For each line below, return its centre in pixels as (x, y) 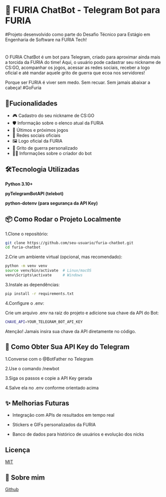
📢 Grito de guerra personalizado (45, 148)
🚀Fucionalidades (31, 103)
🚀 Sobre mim (25, 477)
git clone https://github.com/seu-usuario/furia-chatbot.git (69, 243)
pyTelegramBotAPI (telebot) (34, 193)
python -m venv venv (26, 266)
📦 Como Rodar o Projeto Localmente (63, 219)
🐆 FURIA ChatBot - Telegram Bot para (83, 10)
